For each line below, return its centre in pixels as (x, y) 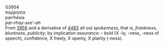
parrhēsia (15, 17)
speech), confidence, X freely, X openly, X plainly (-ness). (64, 38)
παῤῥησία (15, 12)
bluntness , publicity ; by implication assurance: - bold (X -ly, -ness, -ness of (82, 33)
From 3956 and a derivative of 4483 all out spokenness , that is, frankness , (81, 28)
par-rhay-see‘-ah (23, 23)
